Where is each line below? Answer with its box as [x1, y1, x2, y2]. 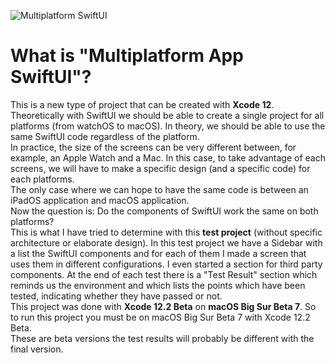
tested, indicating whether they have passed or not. [10, 290, 223, 302]
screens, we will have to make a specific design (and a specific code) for [10, 162, 311, 174]
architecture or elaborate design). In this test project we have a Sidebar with [10, 236, 323, 249]
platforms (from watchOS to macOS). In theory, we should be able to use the [10, 120, 326, 132]
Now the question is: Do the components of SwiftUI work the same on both [10, 205, 319, 217]
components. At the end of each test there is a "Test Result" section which [10, 268, 318, 280]
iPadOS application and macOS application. [10, 194, 190, 206]
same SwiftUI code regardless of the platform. [10, 130, 200, 142]
